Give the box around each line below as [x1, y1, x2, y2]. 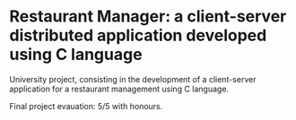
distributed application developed [9, 25, 267, 46]
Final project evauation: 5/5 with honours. [9, 100, 163, 111]
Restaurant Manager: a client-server [9, 6, 287, 27]
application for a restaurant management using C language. [9, 83, 230, 94]
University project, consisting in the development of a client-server [9, 73, 257, 84]
